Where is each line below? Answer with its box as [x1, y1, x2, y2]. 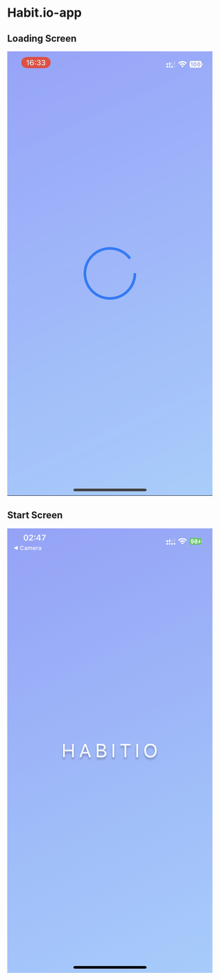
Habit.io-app [7, 5, 82, 21]
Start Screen [7, 509, 63, 522]
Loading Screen [7, 33, 77, 44]
